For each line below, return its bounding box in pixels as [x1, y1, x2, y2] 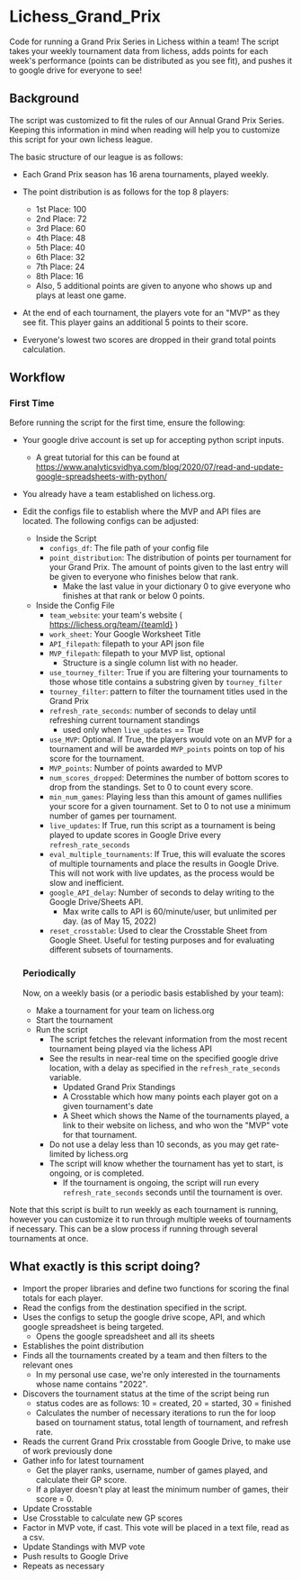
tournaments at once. [9, 1232, 89, 1243]
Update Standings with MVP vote [22, 1541, 146, 1552]
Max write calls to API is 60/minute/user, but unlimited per [62, 907, 278, 917]
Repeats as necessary [22, 1560, 105, 1571]
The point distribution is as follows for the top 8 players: [22, 186, 229, 197]
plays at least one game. [35, 290, 127, 301]
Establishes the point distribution [22, 1340, 144, 1351]
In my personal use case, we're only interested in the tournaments [35, 1368, 281, 1379]
